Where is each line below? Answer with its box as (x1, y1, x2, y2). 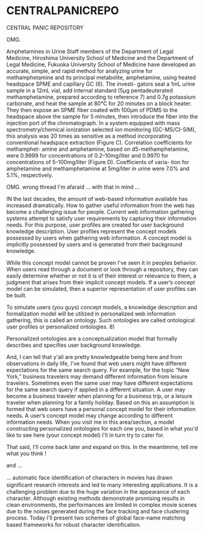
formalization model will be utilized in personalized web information (6, 310, 176, 317)
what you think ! (6, 450, 47, 457)
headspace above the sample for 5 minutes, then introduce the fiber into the (6, 113, 199, 120)
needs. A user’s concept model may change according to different (6, 412, 173, 419)
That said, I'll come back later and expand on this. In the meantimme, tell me (6, 443, 199, 450)
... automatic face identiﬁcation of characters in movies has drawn (6, 474, 173, 481)
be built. (6, 292, 27, 299)
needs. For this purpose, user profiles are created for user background (6, 221, 184, 229)
